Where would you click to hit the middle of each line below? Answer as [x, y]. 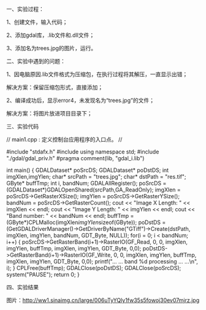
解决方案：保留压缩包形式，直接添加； [55, 87]
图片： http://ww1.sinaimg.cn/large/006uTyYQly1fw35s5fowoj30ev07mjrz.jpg [103, 300]
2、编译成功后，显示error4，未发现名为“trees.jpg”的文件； [81, 100]
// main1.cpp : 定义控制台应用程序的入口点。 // [64, 139]
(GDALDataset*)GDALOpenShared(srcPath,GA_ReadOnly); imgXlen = [93, 190]
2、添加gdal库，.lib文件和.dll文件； [51, 35]
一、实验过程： [25, 9]
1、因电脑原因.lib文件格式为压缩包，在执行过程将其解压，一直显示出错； [97, 74]
